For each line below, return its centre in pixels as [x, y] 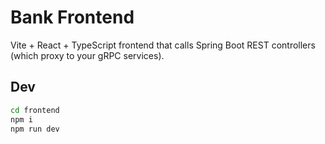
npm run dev [35, 129]
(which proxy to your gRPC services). [87, 55]
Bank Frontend [72, 17]
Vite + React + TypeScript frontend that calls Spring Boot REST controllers [163, 45]
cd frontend [35, 110]
